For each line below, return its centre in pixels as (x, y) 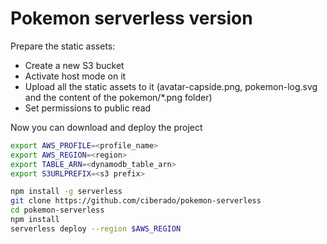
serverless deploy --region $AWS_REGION (96, 228)
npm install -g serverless (66, 192)
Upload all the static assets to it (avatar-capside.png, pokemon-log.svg (171, 86)
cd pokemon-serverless (57, 210)
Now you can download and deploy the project (106, 127)
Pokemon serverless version (131, 18)
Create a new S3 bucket (74, 65)
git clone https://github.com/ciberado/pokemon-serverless (136, 201)
